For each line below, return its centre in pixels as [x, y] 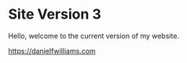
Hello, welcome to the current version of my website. [93, 36]
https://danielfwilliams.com [52, 51]
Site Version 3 [55, 14]
